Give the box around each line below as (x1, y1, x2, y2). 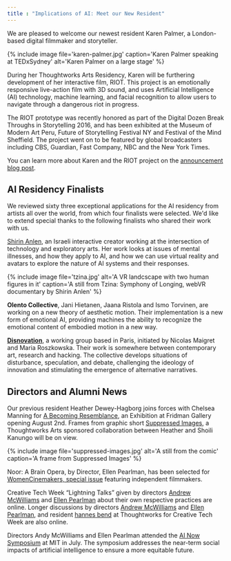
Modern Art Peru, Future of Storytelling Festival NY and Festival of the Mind (7, 128, 222, 136)
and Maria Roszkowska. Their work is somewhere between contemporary (7, 344, 217, 352)
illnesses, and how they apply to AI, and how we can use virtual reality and (7, 252, 219, 260)
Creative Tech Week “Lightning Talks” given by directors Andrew (7, 488, 191, 497)
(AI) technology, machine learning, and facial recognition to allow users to (7, 93, 217, 101)
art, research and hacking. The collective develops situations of (7, 351, 188, 360)
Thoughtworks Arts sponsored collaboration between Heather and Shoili (7, 426, 214, 434)
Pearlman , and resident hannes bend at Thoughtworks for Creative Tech (7, 511, 213, 519)
